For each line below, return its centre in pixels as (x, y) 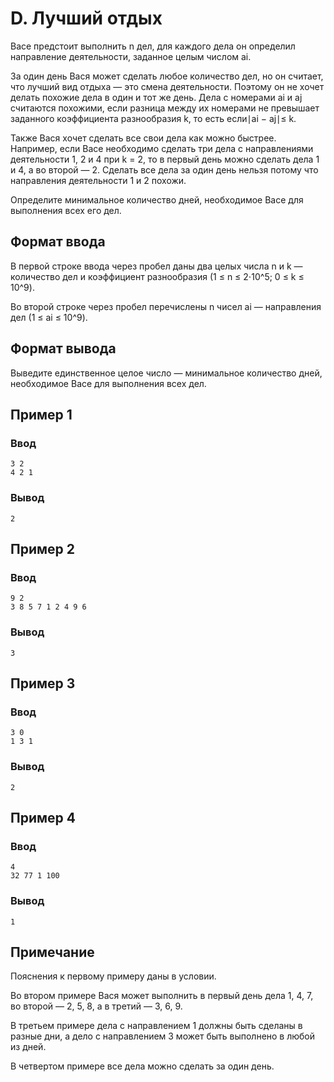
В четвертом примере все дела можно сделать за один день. (142, 1066)
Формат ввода (58, 242)
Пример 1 (41, 414)
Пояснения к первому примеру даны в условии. (113, 976)
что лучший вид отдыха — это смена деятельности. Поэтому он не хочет (167, 86)
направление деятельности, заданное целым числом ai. (131, 56)
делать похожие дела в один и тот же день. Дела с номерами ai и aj (156, 97)
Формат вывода (63, 348)
